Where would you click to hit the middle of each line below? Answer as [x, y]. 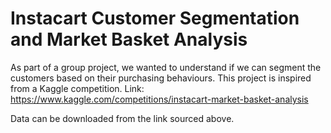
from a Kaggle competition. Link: [77, 88]
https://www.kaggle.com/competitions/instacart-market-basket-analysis [159, 99]
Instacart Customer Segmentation [155, 18]
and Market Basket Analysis [129, 39]
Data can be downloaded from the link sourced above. [122, 118]
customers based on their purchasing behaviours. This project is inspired [161, 78]
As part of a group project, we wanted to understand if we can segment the [166, 67]
